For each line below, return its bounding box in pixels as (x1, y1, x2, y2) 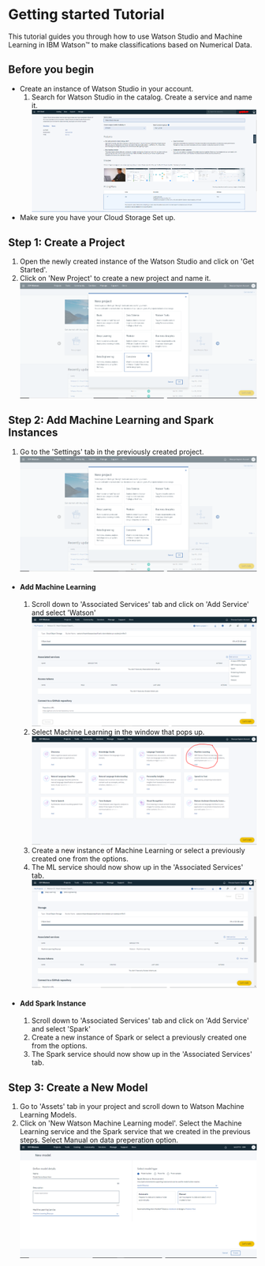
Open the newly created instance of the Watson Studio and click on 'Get (19, 257, 255, 266)
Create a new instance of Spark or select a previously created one (31, 1032, 247, 1043)
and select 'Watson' (31, 608, 96, 617)
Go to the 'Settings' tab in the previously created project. (19, 447, 204, 456)
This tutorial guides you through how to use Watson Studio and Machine (8, 32, 243, 41)
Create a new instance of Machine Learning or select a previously (31, 845, 246, 855)
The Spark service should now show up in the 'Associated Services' (31, 1050, 252, 1059)
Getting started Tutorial (8, 6, 165, 24)
